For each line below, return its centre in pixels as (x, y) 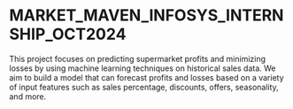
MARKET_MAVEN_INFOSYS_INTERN (146, 16)
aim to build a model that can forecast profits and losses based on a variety (147, 77)
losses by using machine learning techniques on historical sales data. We (143, 68)
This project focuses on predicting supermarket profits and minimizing (138, 58)
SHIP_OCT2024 (68, 34)
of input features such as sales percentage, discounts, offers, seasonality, (144, 87)
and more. (28, 96)
